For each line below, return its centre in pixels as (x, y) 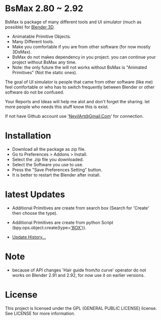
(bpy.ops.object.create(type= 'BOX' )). (49, 227)
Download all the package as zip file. (49, 149)
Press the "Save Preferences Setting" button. (57, 170)
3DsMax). (22, 52)
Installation (28, 136)
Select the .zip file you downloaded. (48, 159)
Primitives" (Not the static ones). (45, 72)
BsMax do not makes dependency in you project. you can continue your (84, 57)
